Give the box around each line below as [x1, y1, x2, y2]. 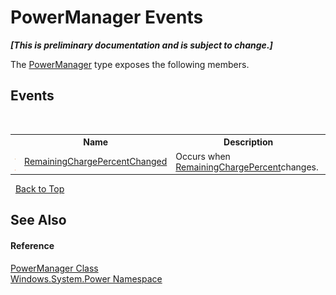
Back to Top [14, 183, 65, 195]
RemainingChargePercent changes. [175, 161, 319, 173]
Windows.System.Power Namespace [10, 272, 163, 285]
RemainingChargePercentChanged [24, 156, 168, 167]
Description [223, 136, 274, 148]
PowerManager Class [10, 262, 99, 274]
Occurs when [175, 150, 231, 162]
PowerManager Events [10, 6, 204, 29]
